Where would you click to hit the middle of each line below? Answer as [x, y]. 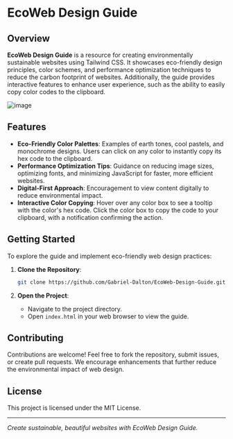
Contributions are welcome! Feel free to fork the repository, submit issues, [113, 354]
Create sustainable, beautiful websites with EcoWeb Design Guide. [103, 428]
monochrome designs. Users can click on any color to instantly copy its [119, 151]
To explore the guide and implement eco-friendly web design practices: [110, 256]
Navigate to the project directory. [75, 309]
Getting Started [41, 240]
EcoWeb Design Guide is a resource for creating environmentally [100, 55]
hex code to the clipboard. [55, 158]
